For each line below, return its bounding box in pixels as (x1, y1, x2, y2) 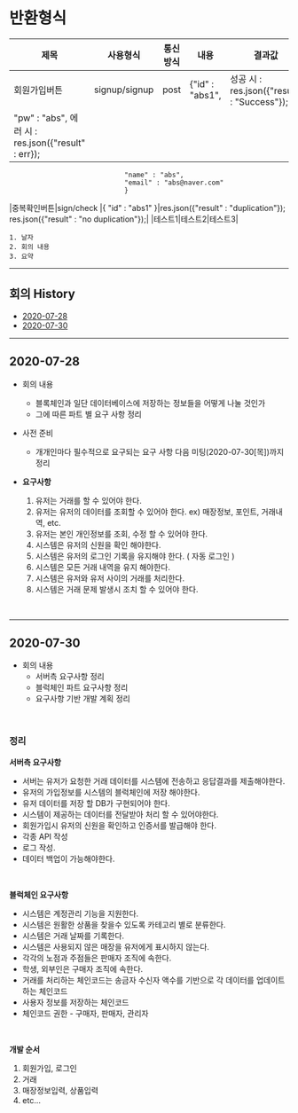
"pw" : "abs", (13, 112, 68, 124)
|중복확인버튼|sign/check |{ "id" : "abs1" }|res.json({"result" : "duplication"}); (9, 202, 286, 213)
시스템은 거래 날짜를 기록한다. (21, 930, 125, 941)
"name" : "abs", (123, 170, 184, 179)
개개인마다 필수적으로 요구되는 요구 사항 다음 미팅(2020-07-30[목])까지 (35, 446, 285, 457)
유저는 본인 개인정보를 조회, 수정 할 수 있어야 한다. (35, 529, 208, 539)
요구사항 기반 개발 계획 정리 (35, 694, 130, 704)
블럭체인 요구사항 (9, 889, 69, 900)
